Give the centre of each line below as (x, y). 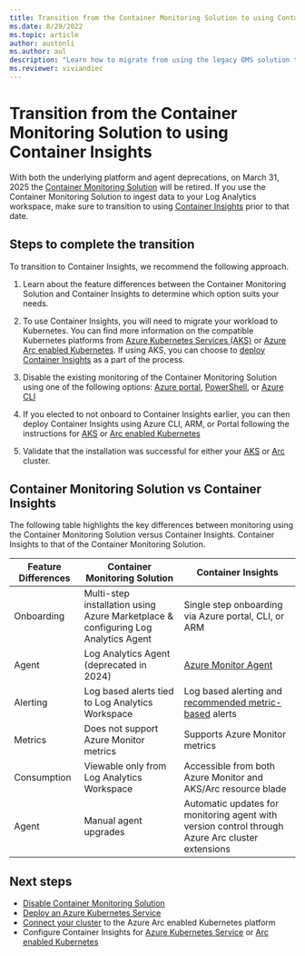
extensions (207, 849)
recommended (215, 702)
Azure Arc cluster (221, 838)
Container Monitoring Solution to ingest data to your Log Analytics (133, 196)
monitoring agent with (231, 815)
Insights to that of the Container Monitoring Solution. (108, 544)
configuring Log (118, 628)
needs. (35, 303)
